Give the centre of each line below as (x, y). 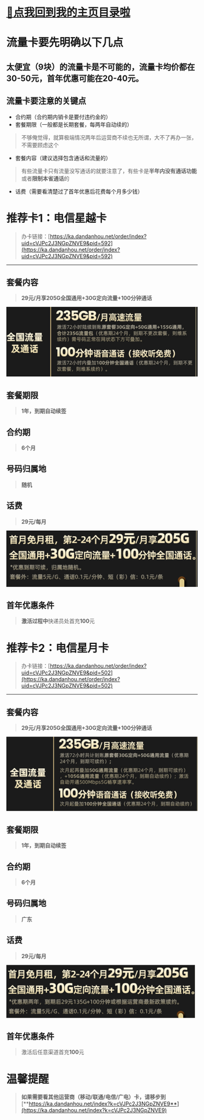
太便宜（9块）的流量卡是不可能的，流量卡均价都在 (101, 67)
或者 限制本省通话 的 (45, 178)
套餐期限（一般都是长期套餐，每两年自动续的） (73, 124)
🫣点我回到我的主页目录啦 (68, 12)
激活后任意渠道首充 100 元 (53, 1052)
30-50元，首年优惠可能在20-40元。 (75, 78)
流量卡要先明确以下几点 (65, 43)
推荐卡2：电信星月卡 (58, 648)
